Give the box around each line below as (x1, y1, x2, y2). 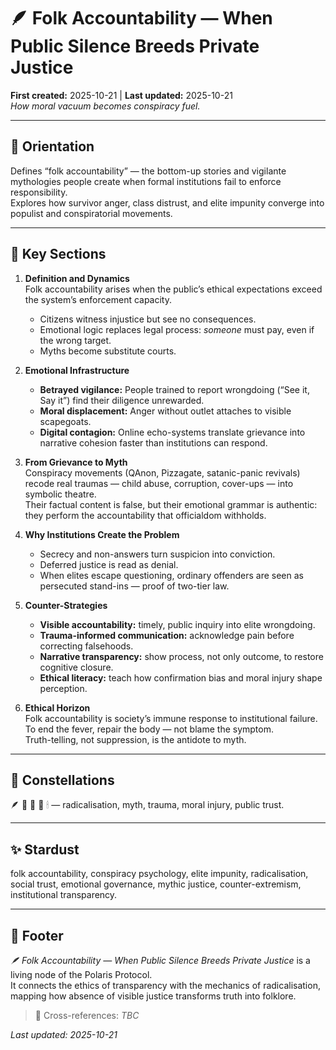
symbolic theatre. (24, 488, 97, 500)
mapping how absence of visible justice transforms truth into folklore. (10, 990, 297, 1002)
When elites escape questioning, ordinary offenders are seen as (39, 569, 304, 581)
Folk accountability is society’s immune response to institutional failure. (24, 712, 318, 724)
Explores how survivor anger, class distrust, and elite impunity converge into (10, 196, 325, 209)
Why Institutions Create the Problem (24, 528, 180, 540)
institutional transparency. (10, 889, 118, 901)
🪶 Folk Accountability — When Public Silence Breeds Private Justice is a (10, 955, 311, 966)
